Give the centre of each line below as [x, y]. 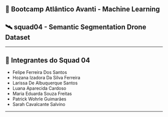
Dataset [18, 37]
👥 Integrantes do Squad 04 [48, 60]
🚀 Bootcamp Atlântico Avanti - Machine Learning [82, 9]
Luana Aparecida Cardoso [39, 88]
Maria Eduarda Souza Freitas [42, 94]
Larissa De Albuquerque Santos [45, 83]
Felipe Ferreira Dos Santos [40, 72]
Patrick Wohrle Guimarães [39, 99]
